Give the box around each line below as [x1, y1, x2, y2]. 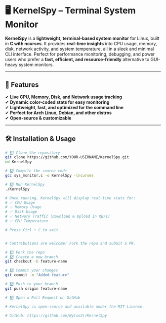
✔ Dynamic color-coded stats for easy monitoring [5, 99, 110, 105]
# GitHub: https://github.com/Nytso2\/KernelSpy [5, 313, 107, 318]
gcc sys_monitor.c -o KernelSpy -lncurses [5, 173, 94, 178]
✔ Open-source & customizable [5, 115, 72, 121]
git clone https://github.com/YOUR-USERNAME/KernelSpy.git [5, 155, 129, 160]
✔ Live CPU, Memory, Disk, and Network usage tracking [5, 94, 123, 100]
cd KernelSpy [5, 159, 32, 165]
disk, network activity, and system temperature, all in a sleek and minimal [5, 46, 154, 52]
